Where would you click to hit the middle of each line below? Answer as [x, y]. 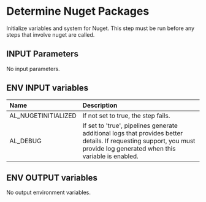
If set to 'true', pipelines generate [130, 125]
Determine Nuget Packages [78, 11]
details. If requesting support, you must [139, 141]
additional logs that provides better [133, 133]
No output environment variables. [48, 193]
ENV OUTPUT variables [52, 178]
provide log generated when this [129, 148]
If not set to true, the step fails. [126, 116]
